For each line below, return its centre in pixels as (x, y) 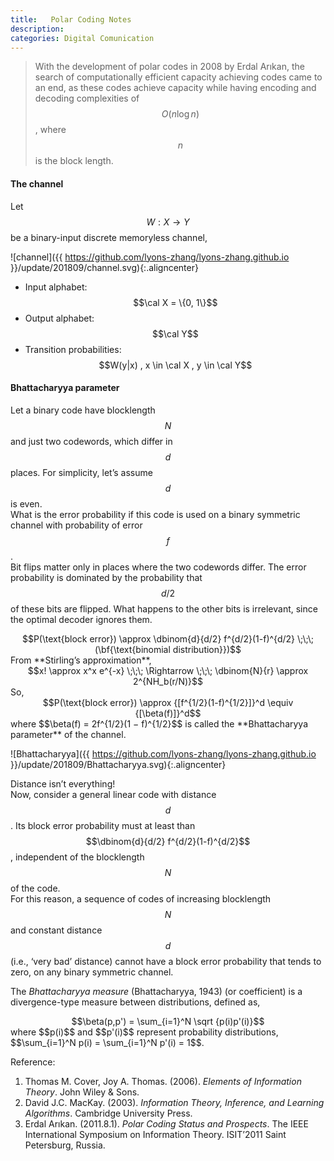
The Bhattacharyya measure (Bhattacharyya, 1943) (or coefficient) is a (156, 991)
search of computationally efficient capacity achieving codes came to (178, 77)
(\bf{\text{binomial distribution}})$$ (168, 649)
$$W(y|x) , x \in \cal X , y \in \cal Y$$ (175, 365)
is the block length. (74, 161)
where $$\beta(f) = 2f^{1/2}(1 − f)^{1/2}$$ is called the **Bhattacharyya (159, 723)
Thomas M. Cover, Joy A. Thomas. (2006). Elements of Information (163, 1081)
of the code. (35, 888)
